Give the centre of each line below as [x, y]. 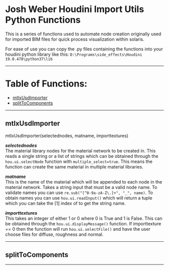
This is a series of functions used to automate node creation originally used [83, 34]
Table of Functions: [46, 84]
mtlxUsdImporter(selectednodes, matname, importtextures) [67, 136]
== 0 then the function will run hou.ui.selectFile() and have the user [78, 229]
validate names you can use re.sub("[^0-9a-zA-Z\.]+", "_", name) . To [79, 193]
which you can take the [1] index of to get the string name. [65, 203]
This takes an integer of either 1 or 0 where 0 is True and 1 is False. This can [84, 218]
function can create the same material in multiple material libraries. [74, 166]
